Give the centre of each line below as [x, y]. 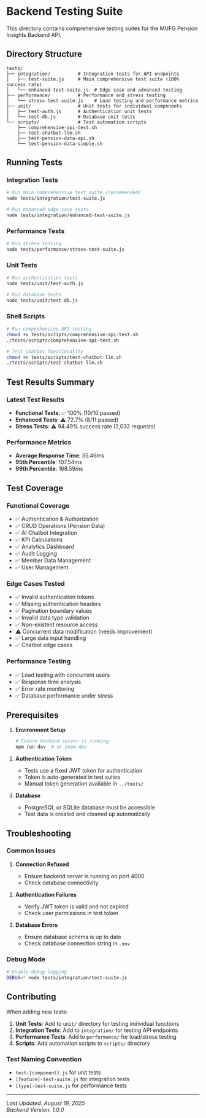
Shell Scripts [26, 316]
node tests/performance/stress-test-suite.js [65, 250]
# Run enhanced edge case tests [48, 210]
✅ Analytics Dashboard [45, 546]
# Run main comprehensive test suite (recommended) [74, 193]
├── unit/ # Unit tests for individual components [94, 106]
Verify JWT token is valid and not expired [76, 906]
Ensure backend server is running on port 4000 [85, 876]
